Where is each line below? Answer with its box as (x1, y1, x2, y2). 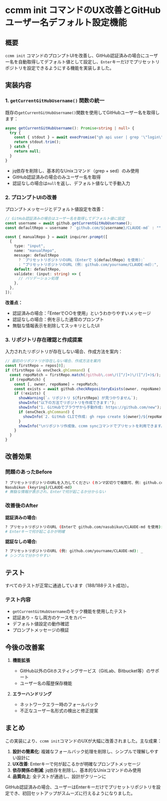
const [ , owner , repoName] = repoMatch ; (14, 382, 99, 387)
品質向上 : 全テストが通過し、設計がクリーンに (12, 773, 107, 779)
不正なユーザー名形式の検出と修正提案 (19, 708, 98, 714)
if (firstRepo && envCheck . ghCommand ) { (5, 368, 90, 373)
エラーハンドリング (12, 691, 52, 697)
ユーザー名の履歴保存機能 (19, 680, 73, 686)
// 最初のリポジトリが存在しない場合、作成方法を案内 (5, 358, 101, 364)
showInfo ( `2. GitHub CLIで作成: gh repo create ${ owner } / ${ (23, 414, 148, 419)
